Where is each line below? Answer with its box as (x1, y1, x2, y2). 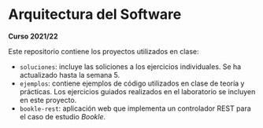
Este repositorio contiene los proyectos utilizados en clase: (8, 46, 199, 56)
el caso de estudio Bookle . (19, 112, 106, 121)
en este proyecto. (19, 95, 77, 104)
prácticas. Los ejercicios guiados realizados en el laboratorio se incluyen (19, 86, 256, 96)
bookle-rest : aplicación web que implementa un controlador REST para (19, 104, 252, 113)
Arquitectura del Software (8, 5, 182, 24)
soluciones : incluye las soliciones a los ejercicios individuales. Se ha (19, 61, 242, 71)
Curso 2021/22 (8, 31, 58, 41)
